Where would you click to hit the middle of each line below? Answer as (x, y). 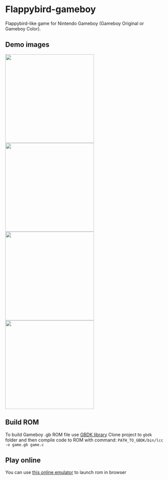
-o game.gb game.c (25, 445)
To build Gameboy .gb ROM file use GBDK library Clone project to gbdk (79, 434)
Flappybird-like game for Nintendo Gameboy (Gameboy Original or (75, 23)
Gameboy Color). (23, 28)
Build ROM (22, 422)
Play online (23, 460)
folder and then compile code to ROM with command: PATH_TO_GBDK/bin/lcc (84, 440)
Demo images (27, 45)
